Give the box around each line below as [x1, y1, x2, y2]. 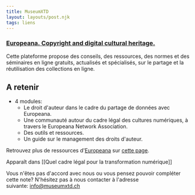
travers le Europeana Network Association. [23, 123, 128, 130]
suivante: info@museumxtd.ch [6, 183, 80, 190]
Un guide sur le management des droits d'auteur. [23, 135, 143, 142]
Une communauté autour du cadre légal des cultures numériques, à [23, 116, 188, 124]
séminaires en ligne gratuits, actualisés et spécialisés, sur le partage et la [6, 58, 184, 66]
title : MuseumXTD [6, 8, 49, 15]
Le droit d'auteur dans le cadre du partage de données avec [23, 104, 170, 111]
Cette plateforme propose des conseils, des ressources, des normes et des [6, 53, 190, 60]
